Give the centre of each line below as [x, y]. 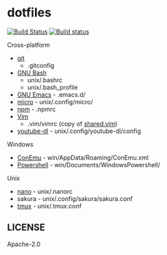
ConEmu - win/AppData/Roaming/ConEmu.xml [83, 157]
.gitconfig [41, 65]
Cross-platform [28, 45]
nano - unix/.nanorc [45, 191]
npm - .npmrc [36, 109]
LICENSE [26, 228]
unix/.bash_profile [52, 87]
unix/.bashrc [45, 80]
